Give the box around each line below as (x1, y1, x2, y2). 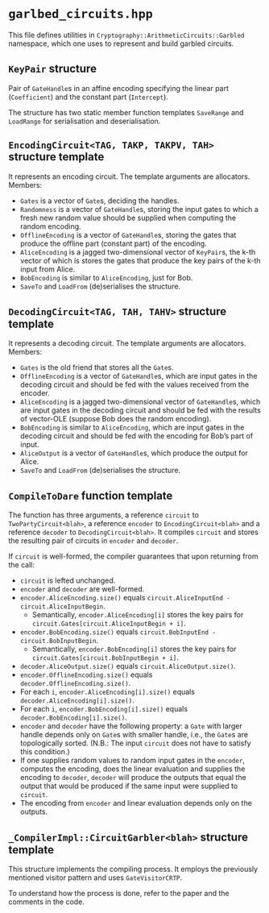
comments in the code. (8, 897, 85, 907)
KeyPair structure (8, 62, 97, 76)
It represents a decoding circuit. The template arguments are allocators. (8, 338, 246, 348)
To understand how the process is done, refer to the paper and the (8, 889, 230, 898)
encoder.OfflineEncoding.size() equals (19, 670, 153, 679)
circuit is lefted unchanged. (19, 575, 116, 586)
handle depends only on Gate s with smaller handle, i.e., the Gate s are (19, 730, 248, 740)
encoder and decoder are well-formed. (19, 584, 145, 594)
